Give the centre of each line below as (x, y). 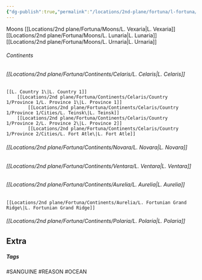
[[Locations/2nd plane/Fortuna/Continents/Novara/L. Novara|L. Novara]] (97, 147)
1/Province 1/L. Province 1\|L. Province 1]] (64, 103)
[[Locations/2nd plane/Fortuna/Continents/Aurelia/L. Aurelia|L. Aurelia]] (96, 184)
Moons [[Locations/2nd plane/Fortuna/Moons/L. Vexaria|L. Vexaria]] (91, 29)
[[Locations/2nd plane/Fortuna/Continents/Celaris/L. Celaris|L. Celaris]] (96, 74)
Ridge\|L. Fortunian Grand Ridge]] (51, 208)
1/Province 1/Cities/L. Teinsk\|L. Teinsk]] (63, 113)
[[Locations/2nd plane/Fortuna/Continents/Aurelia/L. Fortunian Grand (96, 202)
